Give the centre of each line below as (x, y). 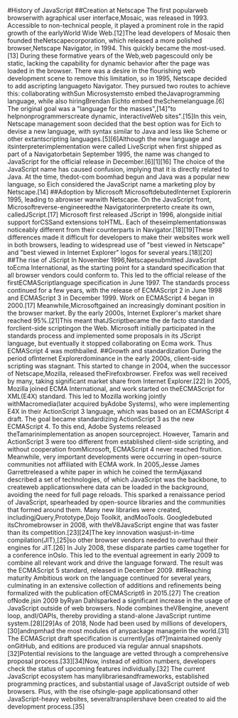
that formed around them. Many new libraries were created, (95, 510)
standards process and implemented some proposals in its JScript (104, 335)
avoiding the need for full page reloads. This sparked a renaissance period (117, 495)
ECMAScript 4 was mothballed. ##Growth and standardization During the (115, 351)
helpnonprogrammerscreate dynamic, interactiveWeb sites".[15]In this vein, (117, 116)
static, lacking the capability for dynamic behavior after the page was (109, 63)
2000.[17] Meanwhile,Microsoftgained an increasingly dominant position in (117, 305)
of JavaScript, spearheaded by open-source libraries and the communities (117, 502)
